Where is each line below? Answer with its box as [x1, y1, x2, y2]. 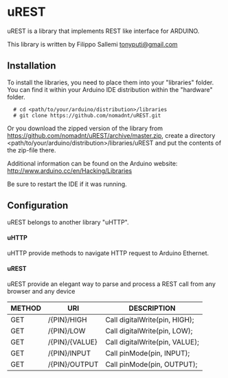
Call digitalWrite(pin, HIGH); [105, 315, 194, 324]
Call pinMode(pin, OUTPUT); [105, 359, 198, 369]
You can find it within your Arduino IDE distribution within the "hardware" [7, 85, 213, 93]
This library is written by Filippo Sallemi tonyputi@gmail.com [7, 40, 178, 48]
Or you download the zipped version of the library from [7, 124, 163, 132]
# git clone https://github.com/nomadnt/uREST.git [13, 112, 161, 119]
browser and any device [7, 287, 76, 295]
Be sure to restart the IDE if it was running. [7, 180, 127, 188]
